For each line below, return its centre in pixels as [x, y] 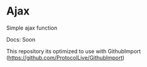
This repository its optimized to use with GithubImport [73, 51]
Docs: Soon [21, 39]
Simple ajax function [32, 28]
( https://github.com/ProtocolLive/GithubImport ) [65, 57]
